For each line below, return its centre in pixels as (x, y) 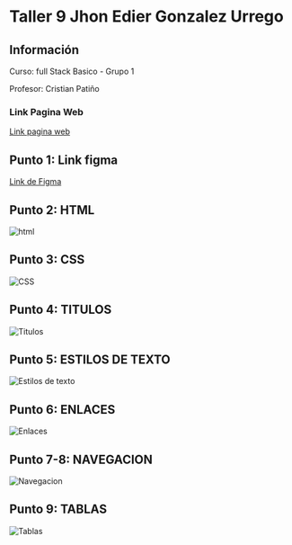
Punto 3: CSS (47, 259)
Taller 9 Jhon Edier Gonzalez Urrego (147, 17)
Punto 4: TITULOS (61, 310)
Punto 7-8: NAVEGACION (81, 459)
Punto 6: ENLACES (62, 410)
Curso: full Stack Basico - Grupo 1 (72, 71)
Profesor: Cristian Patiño (55, 89)
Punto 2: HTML (52, 210)
